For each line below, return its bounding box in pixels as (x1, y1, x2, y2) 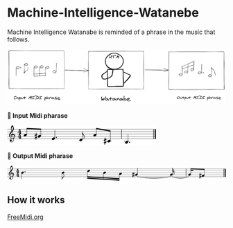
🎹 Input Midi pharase (7, 111, 68, 119)
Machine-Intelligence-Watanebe (7, 5, 199, 21)
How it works (7, 194, 65, 206)
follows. (7, 35, 30, 43)
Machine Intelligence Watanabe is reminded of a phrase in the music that (7, 28, 216, 36)
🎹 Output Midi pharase (7, 151, 74, 160)
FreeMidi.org (7, 213, 44, 221)
